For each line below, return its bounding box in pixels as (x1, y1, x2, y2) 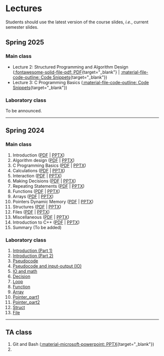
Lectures (5, 3, 42, 14)
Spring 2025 (5, 38, 44, 47)
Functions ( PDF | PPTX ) (12, 188, 60, 194)
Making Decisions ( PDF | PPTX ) (12, 178, 76, 184)
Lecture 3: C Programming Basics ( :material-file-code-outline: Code (12, 79, 149, 85)
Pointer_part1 (12, 294, 39, 300)
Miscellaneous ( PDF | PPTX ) (12, 214, 70, 220)
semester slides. (5, 24, 38, 30)
